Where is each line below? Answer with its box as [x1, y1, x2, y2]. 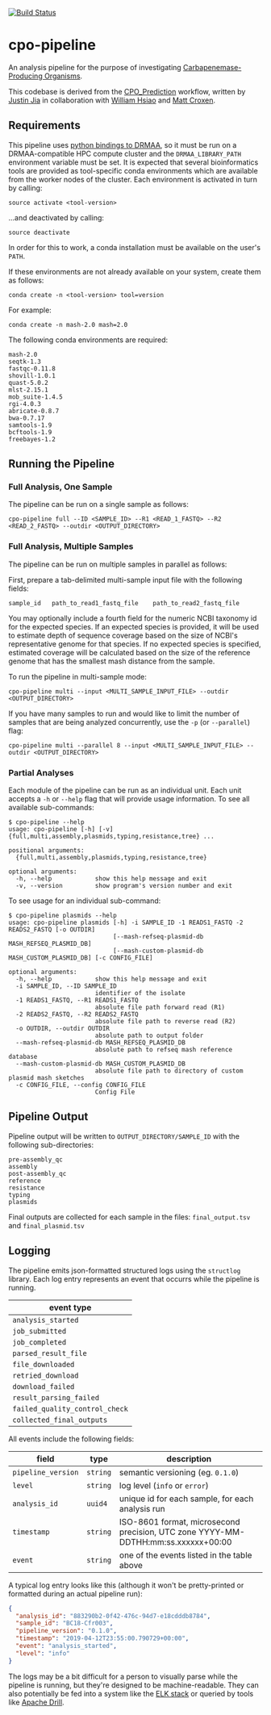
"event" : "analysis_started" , [15, 1642, 117, 1650]
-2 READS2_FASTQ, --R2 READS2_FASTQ [15, 1010, 139, 1019]
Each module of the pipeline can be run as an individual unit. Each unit [8, 785, 242, 795]
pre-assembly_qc [8, 1155, 63, 1164]
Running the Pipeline [8, 457, 115, 471]
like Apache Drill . [8, 1697, 65, 1707]
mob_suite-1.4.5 [8, 392, 63, 401]
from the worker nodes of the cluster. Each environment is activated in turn [8, 174, 258, 184]
